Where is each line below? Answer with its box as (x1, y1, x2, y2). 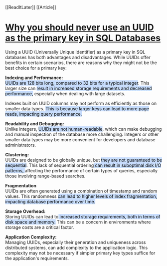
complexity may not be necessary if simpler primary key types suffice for (5, 250, 156, 256)
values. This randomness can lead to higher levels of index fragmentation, (5, 193, 158, 199)
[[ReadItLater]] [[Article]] (5, 5, 56, 10)
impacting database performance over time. (5, 198, 96, 204)
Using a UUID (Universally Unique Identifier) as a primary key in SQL (5, 49, 146, 55)
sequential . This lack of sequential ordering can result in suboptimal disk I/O (5, 162, 162, 168)
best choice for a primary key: (5, 65, 67, 71)
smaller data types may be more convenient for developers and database (5, 136, 156, 142)
